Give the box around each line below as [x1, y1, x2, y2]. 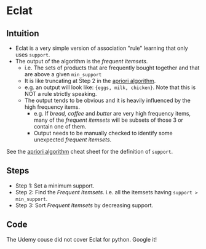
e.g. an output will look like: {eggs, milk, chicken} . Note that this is [24, 84, 196, 91]
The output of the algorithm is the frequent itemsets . [15, 58, 148, 65]
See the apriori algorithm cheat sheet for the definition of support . [6, 148, 173, 155]
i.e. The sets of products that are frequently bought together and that [24, 64, 200, 71]
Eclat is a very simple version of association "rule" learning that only [15, 44, 189, 52]
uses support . [15, 51, 50, 58]
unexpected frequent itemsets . [33, 136, 112, 143]
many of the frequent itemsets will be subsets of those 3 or [33, 116, 183, 124]
